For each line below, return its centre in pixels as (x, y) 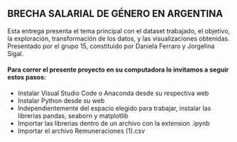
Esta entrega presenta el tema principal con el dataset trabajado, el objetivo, (119, 31)
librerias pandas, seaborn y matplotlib (73, 116)
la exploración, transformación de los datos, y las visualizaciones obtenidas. (118, 38)
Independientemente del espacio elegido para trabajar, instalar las (114, 109)
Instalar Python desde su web (61, 101)
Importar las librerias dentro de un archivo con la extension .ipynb (114, 124)
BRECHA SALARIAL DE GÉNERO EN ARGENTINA (115, 14)
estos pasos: (27, 77)
